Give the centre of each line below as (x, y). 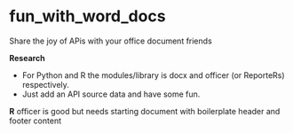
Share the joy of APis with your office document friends (111, 41)
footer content (36, 121)
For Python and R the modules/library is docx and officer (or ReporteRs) (154, 75)
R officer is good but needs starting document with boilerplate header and (145, 111)
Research (28, 58)
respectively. (45, 84)
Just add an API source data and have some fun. (111, 94)
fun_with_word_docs (87, 16)
